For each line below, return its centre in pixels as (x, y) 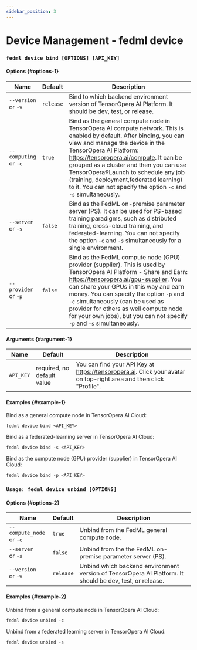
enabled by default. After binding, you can (127, 136)
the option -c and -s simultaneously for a (125, 240)
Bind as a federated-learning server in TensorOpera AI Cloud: (80, 437)
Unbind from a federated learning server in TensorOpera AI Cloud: (86, 631)
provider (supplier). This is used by (117, 265)
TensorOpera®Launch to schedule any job (127, 172)
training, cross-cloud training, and (116, 225)
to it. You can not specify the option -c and (128, 187)
